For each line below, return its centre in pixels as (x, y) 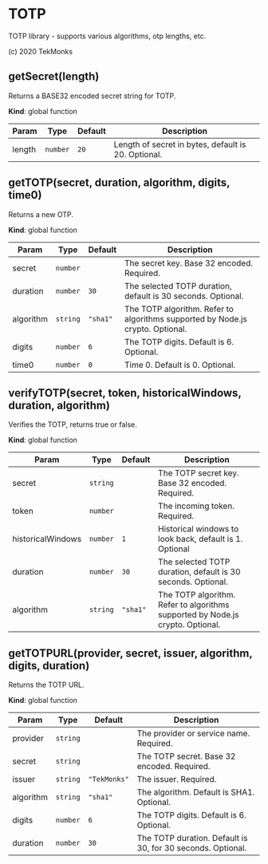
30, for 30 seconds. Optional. (192, 848)
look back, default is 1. (201, 539)
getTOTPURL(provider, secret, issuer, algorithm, (130, 653)
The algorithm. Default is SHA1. (196, 792)
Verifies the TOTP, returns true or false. (73, 424)
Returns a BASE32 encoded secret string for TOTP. (92, 96)
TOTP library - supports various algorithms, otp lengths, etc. (107, 36)
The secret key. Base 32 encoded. (189, 262)
